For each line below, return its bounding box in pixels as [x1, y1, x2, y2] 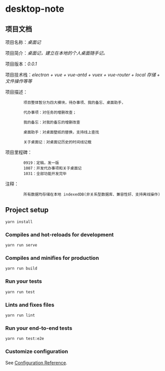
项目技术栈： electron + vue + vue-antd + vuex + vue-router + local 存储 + [5, 72, 160, 78]
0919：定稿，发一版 [23, 160, 59, 165]
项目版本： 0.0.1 [5, 61, 37, 67]
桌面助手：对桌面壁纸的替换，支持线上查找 [23, 130, 100, 135]
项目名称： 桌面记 [5, 39, 41, 45]
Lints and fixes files [5, 301, 55, 308]
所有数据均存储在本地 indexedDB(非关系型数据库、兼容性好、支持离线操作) [23, 192, 161, 197]
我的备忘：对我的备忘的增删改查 [23, 120, 80, 125]
